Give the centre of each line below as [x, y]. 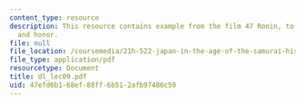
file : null [30, 43]
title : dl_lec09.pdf [49, 77]
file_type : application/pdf [63, 60]
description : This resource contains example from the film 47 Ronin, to [152, 26]
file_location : [38, 52]
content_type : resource [54, 18]
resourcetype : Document [54, 69]
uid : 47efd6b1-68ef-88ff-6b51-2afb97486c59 [93, 85]
